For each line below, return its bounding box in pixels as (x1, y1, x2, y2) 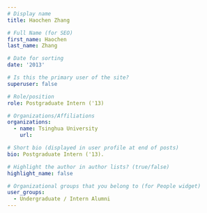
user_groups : (7, 189, 45, 196)
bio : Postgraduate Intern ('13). (7, 151, 105, 158)
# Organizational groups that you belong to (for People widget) (7, 182, 201, 189)
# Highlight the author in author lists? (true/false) (7, 163, 170, 170)
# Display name (7, 10, 52, 17)
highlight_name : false (7, 170, 73, 177)
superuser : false (7, 80, 58, 87)
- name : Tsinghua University (13, 125, 98, 133)
